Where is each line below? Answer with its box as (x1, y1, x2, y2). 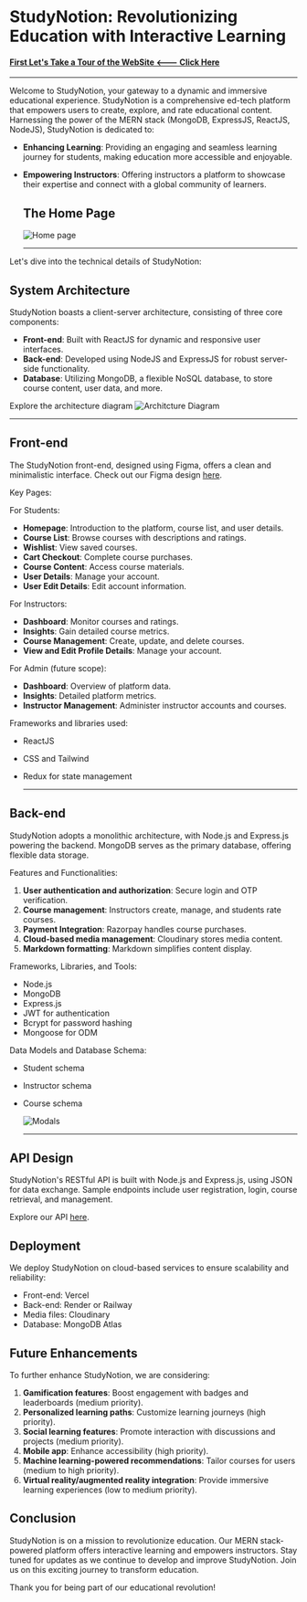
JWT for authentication (22, 1007, 110, 1018)
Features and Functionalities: (9, 867, 119, 878)
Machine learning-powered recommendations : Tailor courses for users (22, 1455, 296, 1467)
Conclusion (9, 1511, 77, 1526)
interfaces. (22, 344, 64, 355)
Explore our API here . (9, 1212, 90, 1223)
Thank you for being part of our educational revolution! (9, 1582, 217, 1593)
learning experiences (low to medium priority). (22, 1484, 198, 1495)
